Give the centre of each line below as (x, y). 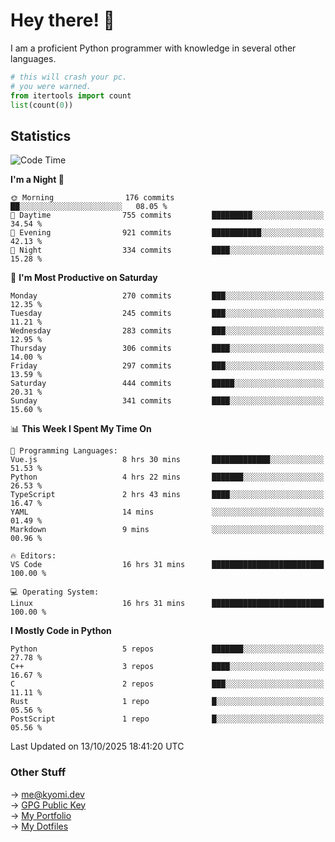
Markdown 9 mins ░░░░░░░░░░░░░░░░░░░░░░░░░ (167, 530)
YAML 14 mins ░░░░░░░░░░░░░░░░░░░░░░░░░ (167, 512)
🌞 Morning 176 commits (92, 198)
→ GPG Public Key (48, 805)
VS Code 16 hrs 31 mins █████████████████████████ (167, 565)
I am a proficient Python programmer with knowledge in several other (153, 48)
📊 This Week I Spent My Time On (81, 429)
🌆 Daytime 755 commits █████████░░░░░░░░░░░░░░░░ (167, 215)
